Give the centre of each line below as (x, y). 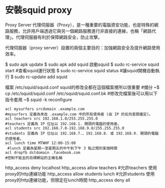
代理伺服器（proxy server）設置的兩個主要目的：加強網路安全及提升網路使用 (83, 47)
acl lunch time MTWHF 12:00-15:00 (41, 143)
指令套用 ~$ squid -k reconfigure (39, 99)
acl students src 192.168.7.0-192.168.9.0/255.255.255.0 (65, 128)
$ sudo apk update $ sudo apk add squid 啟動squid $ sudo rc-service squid (82, 64)
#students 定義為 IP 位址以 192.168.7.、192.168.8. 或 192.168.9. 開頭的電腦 (82, 133)
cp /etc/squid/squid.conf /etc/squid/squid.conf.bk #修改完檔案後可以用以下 (81, 93)
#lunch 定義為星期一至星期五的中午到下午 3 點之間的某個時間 (62, 148)
